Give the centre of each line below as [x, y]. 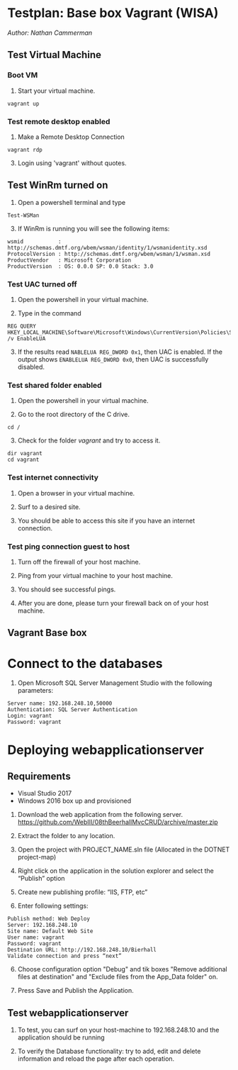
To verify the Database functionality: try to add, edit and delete [109, 1052]
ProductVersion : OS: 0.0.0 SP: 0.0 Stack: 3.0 [80, 266]
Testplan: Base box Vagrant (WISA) [113, 13]
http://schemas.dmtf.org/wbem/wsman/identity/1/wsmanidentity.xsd [107, 247]
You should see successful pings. [67, 589]
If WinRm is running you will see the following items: [93, 228]
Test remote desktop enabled [59, 121]
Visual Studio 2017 [45, 793]
